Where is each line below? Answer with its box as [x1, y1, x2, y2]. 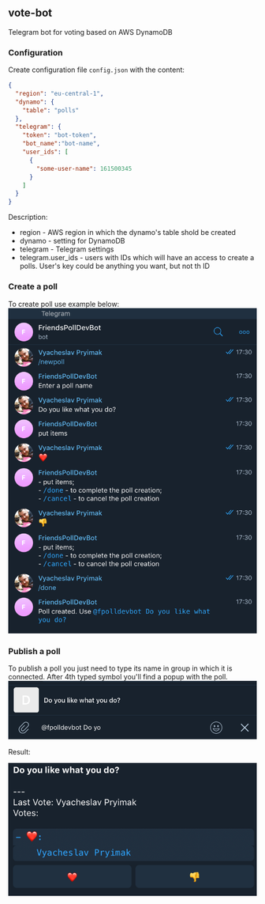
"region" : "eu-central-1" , [15, 89, 104, 97]
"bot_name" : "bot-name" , [22, 140, 101, 148]
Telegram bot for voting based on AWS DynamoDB [8, 27, 174, 36]
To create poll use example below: [8, 299, 120, 308]
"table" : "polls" [22, 106, 80, 114]
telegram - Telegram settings [19, 244, 114, 254]
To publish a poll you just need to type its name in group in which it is [8, 664, 233, 673]
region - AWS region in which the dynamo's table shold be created [19, 228, 237, 237]
